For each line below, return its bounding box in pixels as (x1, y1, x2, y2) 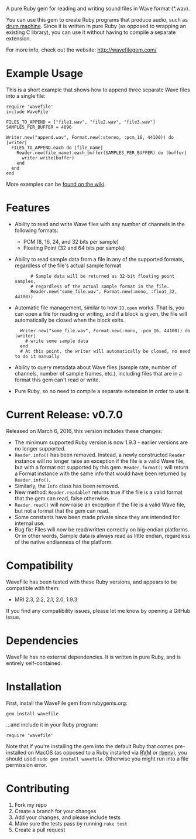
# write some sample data (25, 338, 89, 344)
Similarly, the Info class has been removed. (14, 482, 120, 489)
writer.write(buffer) (21, 155, 75, 161)
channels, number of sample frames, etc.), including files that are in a (14, 370, 183, 377)
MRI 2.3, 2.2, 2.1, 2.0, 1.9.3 (14, 596, 78, 603)
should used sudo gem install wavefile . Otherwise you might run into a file (6, 755, 189, 762)
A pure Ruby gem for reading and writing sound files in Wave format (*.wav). (6, 5, 190, 12)
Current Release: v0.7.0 (6, 408, 123, 421)
